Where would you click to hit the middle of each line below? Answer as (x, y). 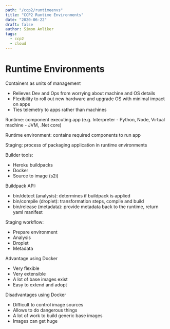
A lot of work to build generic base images (58, 315)
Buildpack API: (21, 186)
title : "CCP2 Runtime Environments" (44, 15)
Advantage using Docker (32, 258)
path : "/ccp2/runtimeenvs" (34, 10)
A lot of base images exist (40, 279)
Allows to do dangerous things (45, 310)
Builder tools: (19, 155)
